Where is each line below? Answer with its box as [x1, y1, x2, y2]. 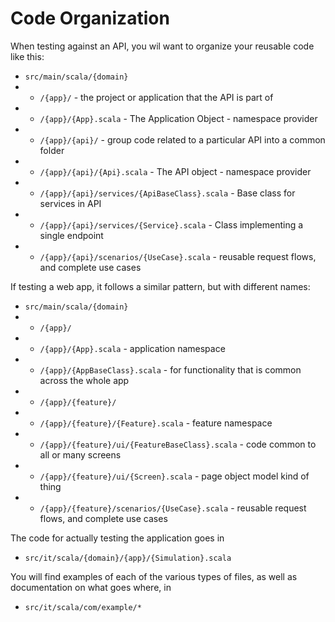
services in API [39, 197, 102, 209]
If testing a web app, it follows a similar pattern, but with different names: [10, 280, 311, 292]
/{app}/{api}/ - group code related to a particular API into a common [39, 133, 326, 146]
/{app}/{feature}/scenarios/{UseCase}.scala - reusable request [39, 502, 307, 514]
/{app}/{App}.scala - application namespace [39, 342, 226, 354]
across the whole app [39, 374, 130, 386]
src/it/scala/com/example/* [24, 602, 142, 612]
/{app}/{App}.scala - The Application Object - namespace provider [39, 112, 318, 124]
